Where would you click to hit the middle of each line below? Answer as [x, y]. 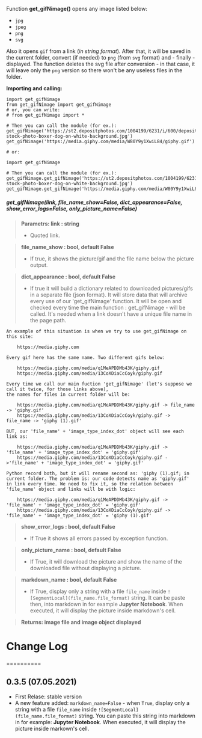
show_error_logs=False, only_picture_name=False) [72, 208]
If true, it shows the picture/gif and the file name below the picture [112, 259]
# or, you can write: [33, 110]
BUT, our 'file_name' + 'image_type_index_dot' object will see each [95, 431]
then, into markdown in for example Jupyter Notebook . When [106, 604]
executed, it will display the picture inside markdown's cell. [103, 610]
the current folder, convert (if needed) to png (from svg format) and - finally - [101, 57]
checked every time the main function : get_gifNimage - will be [108, 307]
